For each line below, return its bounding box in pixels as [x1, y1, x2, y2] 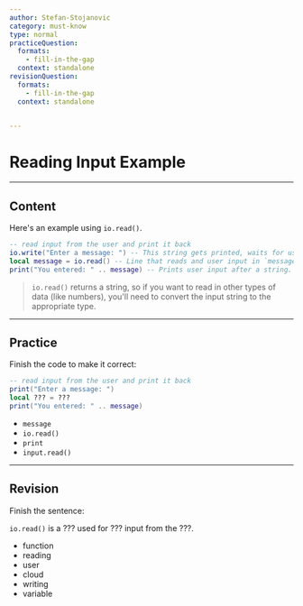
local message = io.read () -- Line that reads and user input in [9, 256, 260, 266]
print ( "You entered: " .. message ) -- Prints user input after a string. [9, 265, 293, 274]
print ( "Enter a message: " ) [9, 385, 115, 394]
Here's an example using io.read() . [9, 223, 142, 234]
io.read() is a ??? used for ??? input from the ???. [9, 522, 194, 533]
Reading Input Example [9, 151, 187, 172]
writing [22, 578, 49, 589]
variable [22, 588, 53, 599]
